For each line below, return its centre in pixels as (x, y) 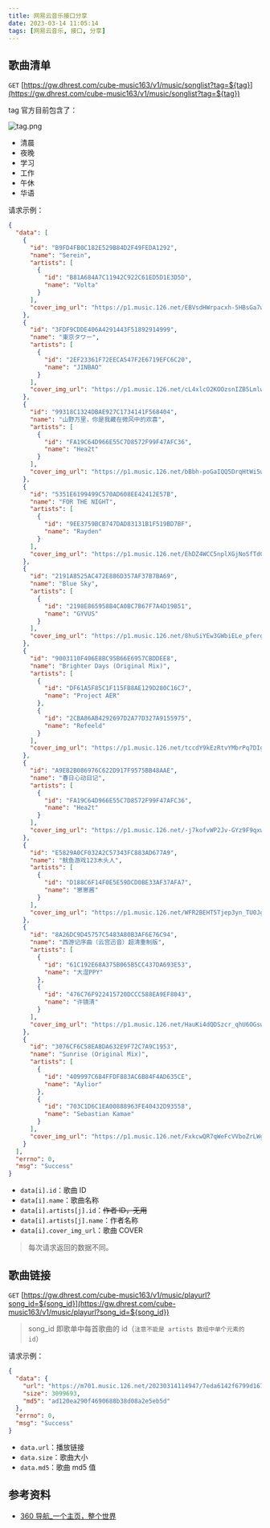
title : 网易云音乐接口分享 (48, 16)
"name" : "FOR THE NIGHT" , (73, 502)
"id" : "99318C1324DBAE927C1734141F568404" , (104, 412)
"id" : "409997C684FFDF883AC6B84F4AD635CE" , (118, 1077)
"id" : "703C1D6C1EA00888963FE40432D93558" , (118, 1107)
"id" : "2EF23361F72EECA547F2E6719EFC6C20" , (118, 360)
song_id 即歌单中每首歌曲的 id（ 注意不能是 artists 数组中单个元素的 (136, 1329)
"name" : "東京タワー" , (65, 337)
